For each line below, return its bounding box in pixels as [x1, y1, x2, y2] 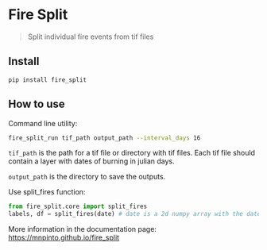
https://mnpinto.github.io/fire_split [8, 233, 120, 243]
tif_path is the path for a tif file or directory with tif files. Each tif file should [8, 148, 256, 158]
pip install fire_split [8, 75, 87, 84]
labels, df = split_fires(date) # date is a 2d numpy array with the [8, 210, 244, 218]
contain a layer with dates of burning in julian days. [8, 156, 175, 166]
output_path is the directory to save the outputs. [8, 172, 166, 182]
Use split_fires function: [8, 187, 86, 197]
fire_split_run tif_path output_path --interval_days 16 [8, 133, 201, 142]
